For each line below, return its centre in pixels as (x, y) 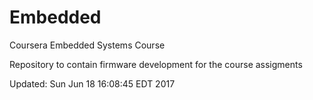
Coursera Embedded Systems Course (87, 45)
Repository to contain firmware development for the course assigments (156, 64)
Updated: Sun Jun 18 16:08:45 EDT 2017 (92, 83)
